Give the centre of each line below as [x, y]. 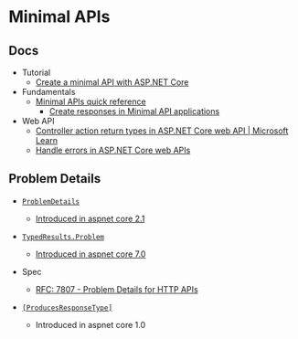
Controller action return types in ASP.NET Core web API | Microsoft [162, 131]
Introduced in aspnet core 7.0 [90, 254]
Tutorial [36, 72]
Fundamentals [48, 92]
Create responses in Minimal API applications [134, 111]
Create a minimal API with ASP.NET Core [112, 82]
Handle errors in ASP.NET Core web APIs [113, 150]
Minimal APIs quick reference [91, 101]
